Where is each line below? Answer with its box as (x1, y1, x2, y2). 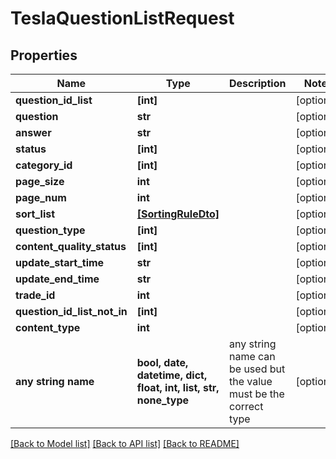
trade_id (15, 288, 56, 302)
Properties (10, 47, 78, 64)
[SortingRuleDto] (136, 207, 220, 221)
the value (228, 375, 273, 388)
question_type (15, 223, 86, 237)
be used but (228, 362, 286, 376)
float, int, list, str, (136, 381, 220, 394)
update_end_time (15, 272, 100, 286)
